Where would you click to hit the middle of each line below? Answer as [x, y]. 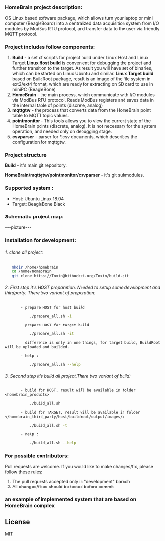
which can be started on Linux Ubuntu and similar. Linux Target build [83, 73]
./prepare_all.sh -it [52, 334]
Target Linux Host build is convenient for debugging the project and [82, 63]
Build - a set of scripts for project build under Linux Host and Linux [80, 57]
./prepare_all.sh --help [55, 365]
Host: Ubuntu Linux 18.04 [38, 199]
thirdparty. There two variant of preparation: [50, 293]
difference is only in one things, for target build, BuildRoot [93, 343]
